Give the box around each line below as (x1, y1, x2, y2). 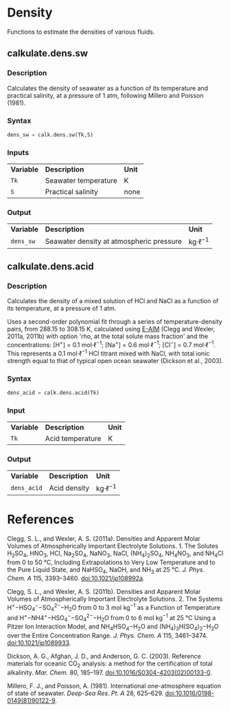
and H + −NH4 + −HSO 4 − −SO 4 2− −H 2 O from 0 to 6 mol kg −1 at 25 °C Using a (7, 612, 216, 624)
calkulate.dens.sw (7, 48, 88, 59)
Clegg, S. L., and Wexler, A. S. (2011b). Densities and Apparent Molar (7, 588, 201, 596)
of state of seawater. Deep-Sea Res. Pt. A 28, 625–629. (7, 689, 164, 697)
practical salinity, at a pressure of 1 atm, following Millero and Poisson (7, 91, 204, 99)
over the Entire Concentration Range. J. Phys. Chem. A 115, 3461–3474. (7, 632, 208, 640)
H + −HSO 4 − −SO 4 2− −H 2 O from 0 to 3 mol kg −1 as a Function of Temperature (7, 602, 221, 613)
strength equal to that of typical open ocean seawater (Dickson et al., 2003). (7, 356, 224, 364)
